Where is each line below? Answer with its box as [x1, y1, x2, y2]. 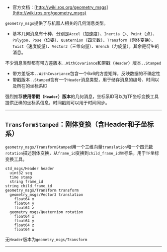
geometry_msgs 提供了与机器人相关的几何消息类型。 [5, 20, 108, 26]
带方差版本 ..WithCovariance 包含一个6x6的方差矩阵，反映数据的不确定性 [12, 71, 161, 76]
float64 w [14, 227, 35, 232]
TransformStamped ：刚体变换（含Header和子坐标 [5, 120, 154, 129]
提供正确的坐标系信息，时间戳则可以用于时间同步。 [5, 100, 110, 105]
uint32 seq [9, 170, 32, 175]
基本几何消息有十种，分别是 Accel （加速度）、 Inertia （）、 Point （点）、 [12, 31, 158, 36]
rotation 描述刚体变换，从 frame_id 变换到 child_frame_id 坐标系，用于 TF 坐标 [5, 150, 160, 156]
